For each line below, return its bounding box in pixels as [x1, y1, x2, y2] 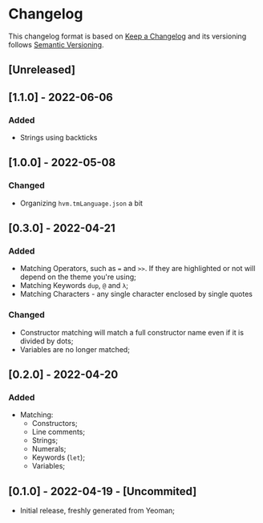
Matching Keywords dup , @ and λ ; [19, 281, 128, 290]
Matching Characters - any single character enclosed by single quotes [19, 290, 253, 299]
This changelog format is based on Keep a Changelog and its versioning [8, 31, 247, 41]
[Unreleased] [8, 63, 76, 77]
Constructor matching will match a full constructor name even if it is [19, 327, 245, 337]
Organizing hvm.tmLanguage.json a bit [19, 198, 143, 208]
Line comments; [31, 427, 86, 437]
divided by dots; [19, 336, 74, 346]
